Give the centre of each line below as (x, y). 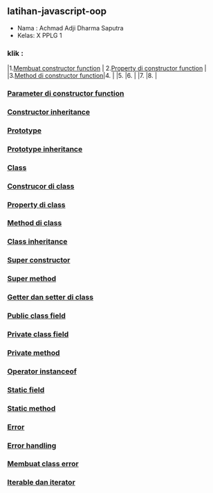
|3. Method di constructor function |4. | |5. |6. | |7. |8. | (82, 76)
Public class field (36, 316)
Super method (32, 279)
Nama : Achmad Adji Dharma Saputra (70, 28)
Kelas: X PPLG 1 (39, 35)
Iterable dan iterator (41, 483)
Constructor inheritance (49, 112)
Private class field (38, 334)
